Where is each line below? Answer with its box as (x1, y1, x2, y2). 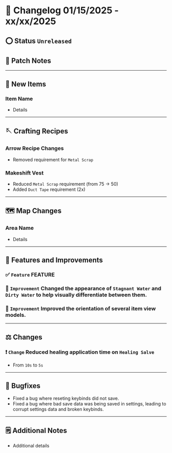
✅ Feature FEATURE (5, 271, 55, 278)
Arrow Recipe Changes (5, 145, 64, 152)
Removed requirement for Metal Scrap (12, 156, 94, 163)
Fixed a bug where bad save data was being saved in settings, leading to (12, 400, 166, 406)
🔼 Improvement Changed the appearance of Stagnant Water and (5, 285, 162, 292)
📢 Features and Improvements (5, 256, 103, 265)
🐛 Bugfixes (5, 381, 41, 391)
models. (5, 311, 27, 318)
